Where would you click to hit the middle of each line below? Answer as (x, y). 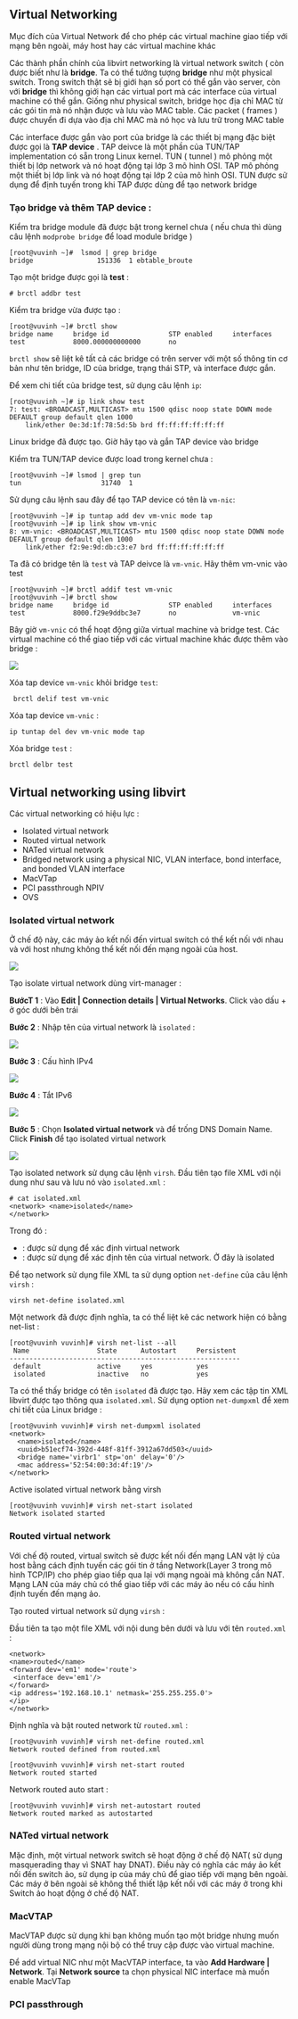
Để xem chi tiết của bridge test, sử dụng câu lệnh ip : (105, 385)
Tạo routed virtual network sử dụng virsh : (87, 1610)
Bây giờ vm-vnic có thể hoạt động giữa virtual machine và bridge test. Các (145, 630)
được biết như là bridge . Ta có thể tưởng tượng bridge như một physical (141, 72)
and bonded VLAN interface (73, 868)
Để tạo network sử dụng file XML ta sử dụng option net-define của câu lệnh (149, 1275)
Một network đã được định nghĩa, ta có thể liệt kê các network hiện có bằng (148, 1317)
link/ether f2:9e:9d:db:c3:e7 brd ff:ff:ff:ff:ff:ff (125, 548)
